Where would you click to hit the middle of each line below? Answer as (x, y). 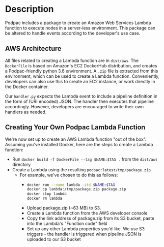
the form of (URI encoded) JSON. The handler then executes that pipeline (80, 101)
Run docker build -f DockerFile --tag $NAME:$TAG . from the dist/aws (85, 159)
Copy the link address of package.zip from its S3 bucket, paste (91, 218)
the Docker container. (27, 87)
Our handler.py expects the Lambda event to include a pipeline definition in (81, 96)
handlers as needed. (26, 112)
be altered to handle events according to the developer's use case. (73, 33)
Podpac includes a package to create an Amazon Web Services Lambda (78, 23)
